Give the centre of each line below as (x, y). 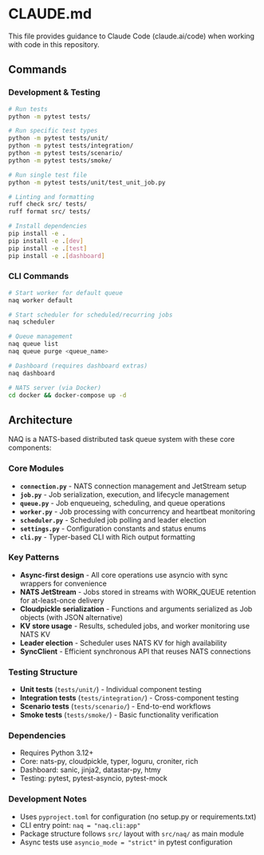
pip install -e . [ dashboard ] (57, 256)
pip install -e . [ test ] (48, 249)
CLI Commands (39, 276)
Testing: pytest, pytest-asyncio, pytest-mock (93, 778)
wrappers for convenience (63, 583)
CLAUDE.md (50, 14)
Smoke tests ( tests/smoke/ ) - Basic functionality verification (119, 715)
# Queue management (41, 336)
